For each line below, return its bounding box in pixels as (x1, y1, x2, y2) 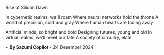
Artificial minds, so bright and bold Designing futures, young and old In (5, 29, 152, 35)
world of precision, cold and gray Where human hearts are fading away (5, 20, 153, 25)
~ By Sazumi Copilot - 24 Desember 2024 (5, 44, 94, 50)
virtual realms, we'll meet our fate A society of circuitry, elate (5, 35, 132, 40)
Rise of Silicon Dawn (5, 5, 48, 10)
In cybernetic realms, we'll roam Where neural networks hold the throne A (5, 14, 159, 20)
